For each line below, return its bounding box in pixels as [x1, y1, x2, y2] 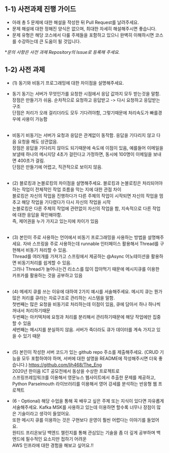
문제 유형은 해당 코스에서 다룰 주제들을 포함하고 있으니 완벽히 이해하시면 [12, 32, 154, 38]
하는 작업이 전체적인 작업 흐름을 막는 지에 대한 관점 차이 [12, 186, 122, 192]
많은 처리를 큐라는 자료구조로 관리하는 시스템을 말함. [12, 295, 115, 301]
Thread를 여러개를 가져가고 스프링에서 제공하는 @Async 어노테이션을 [12, 253, 150, 259]
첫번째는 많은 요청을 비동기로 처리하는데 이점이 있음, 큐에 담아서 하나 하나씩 [12, 301, 161, 307]
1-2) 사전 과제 [5, 65, 45, 74]
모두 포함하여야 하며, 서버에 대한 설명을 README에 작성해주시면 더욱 [21, 355, 158, 361]
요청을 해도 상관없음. [17, 138, 59, 145]
